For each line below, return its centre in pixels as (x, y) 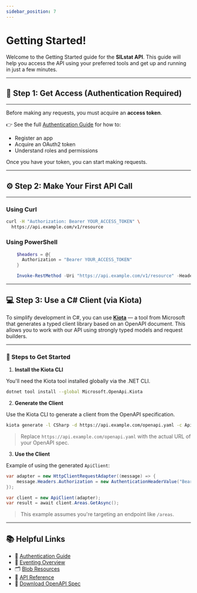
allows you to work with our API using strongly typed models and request (94, 330)
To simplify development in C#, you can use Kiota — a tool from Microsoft (96, 317)
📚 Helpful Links (36, 539)
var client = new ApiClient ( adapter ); (53, 498)
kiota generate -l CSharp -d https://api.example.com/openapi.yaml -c (94, 425)
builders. (17, 336)
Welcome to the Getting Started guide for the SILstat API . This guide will (94, 57)
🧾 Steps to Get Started (38, 357)
